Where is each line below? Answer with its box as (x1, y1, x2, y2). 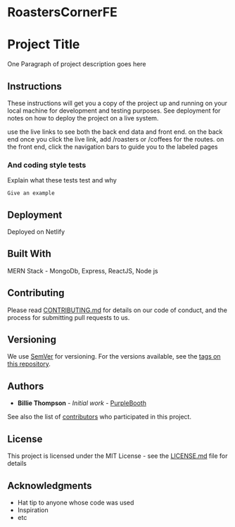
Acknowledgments (7, 480, 93, 492)
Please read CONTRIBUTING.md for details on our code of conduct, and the (7, 306, 227, 314)
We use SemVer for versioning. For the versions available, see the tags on (7, 352, 221, 361)
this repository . (7, 360, 51, 368)
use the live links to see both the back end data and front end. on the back (7, 128, 223, 136)
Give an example (7, 190, 55, 197)
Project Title (7, 37, 80, 53)
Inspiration (17, 505, 49, 514)
